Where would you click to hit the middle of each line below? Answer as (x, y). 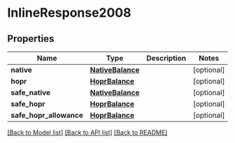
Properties (31, 39)
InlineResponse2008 (69, 13)
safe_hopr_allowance (47, 115)
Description (166, 58)
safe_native (31, 92)
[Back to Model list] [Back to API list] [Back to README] (87, 133)
